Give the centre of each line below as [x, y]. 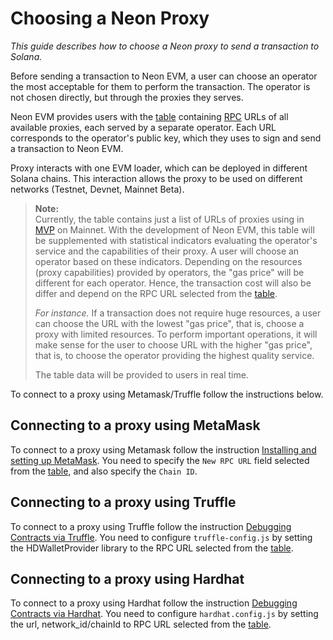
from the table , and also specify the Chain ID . [104, 471]
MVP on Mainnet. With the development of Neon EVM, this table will [174, 229]
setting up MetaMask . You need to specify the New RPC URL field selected [160, 460]
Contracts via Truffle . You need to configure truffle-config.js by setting [161, 537]
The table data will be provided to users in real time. [141, 374]
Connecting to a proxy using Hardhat [127, 578]
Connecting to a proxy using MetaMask [135, 425]
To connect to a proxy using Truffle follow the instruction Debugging [151, 526]
